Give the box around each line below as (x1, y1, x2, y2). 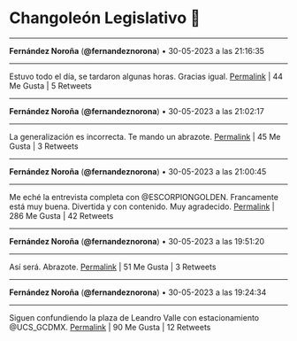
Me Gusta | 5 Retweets (9, 80, 93, 91)
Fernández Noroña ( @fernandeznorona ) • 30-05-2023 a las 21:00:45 (9, 166, 267, 176)
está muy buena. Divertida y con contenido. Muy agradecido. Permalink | (9, 201, 276, 212)
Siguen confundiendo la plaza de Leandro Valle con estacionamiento (9, 312, 260, 322)
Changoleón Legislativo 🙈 (9, 8, 201, 28)
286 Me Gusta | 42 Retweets (9, 210, 114, 221)
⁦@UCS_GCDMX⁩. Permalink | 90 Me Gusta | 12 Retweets (9, 322, 211, 332)
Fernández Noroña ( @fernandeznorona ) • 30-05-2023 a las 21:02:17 (9, 105, 265, 116)
